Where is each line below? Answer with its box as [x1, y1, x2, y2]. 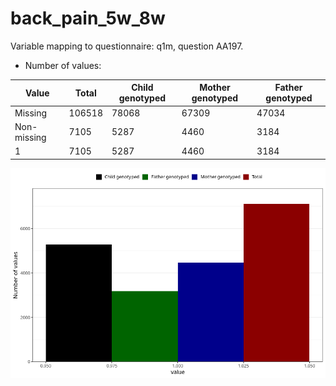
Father [274, 82, 303, 94]
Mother [199, 82, 231, 94]
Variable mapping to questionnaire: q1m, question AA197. [10, 40, 244, 52]
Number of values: [24, 59, 102, 71]
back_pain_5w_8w [10, 7, 166, 30]
